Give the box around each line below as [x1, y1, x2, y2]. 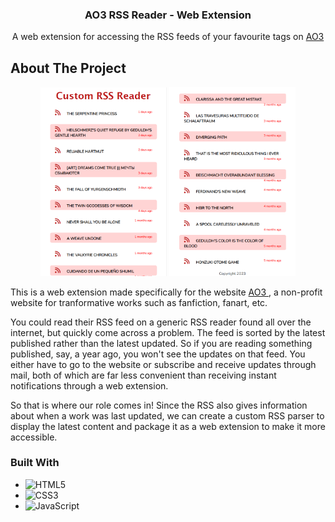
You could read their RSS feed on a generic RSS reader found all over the [10, 316, 312, 328]
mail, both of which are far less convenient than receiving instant [10, 369, 277, 381]
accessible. [10, 431, 58, 443]
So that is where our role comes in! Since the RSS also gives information [10, 399, 308, 411]
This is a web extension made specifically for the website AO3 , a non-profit [10, 286, 323, 298]
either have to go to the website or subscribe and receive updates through [10, 358, 317, 370]
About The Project [10, 59, 127, 77]
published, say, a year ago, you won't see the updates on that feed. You [10, 348, 306, 360]
